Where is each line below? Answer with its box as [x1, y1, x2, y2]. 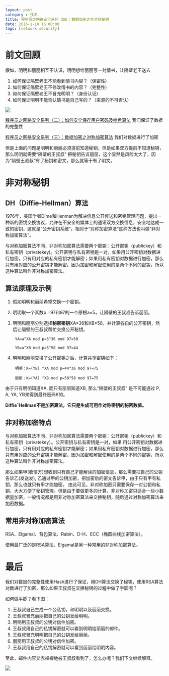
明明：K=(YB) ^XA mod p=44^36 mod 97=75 [15, 366, 99, 371]
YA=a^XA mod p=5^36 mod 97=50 [15, 336, 78, 342]
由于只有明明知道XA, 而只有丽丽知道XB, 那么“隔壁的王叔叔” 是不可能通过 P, [5, 385, 160, 391]
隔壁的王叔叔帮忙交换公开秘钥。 [21, 326, 88, 332]
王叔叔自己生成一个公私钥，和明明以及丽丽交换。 [12, 607, 114, 613]
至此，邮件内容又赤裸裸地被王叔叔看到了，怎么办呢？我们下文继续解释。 [5, 655, 155, 661]
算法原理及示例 [5, 284, 52, 293]
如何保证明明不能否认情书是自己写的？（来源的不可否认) [12, 97, 129, 103]
